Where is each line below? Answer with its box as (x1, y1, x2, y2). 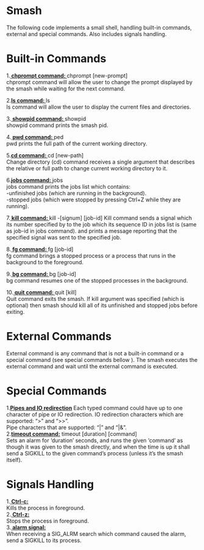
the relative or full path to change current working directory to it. (6, 164, 167, 172)
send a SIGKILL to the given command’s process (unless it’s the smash (6, 449, 184, 457)
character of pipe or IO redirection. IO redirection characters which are (6, 410, 184, 418)
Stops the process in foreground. (6, 517, 90, 524)
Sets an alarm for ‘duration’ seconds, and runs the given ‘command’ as (6, 436, 183, 444)
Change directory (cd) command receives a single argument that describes (6, 158, 195, 165)
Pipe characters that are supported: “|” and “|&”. (6, 424, 127, 431)
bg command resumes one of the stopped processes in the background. (6, 277, 188, 284)
